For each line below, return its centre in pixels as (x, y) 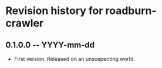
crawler (25, 23)
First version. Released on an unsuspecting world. (75, 59)
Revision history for (54, 11)
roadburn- (131, 11)
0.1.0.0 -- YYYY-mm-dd (50, 45)
